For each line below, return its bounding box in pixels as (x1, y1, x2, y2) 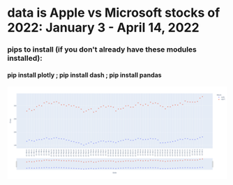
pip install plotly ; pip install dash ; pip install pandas (7, 71, 162, 79)
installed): (7, 54, 43, 64)
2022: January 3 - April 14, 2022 (7, 20, 200, 36)
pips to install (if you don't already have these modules (7, 45, 197, 54)
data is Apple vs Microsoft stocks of (7, 5, 220, 21)
